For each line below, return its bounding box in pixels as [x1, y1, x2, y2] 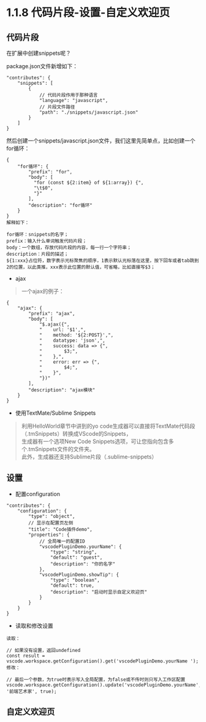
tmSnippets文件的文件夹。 [28, 445, 95, 452]
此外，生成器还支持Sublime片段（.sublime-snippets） [21, 453, 158, 460]
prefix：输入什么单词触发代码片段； [6, 238, 87, 244]
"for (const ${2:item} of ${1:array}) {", [33, 179, 144, 186]
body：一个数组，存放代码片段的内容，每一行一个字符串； [6, 245, 132, 251]
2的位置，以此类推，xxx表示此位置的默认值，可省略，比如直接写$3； [6, 264, 155, 270]
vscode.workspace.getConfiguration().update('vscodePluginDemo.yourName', [6, 681, 202, 688]
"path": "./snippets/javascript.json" [39, 109, 139, 116]
